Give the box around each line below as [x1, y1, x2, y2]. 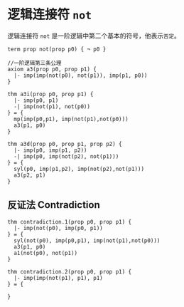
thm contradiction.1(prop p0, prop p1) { [7, 218, 132, 225]
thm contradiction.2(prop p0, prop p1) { [7, 268, 132, 275]
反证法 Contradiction [7, 199, 101, 211]
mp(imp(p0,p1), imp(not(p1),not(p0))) [13, 115, 129, 123]
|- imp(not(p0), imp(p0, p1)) [13, 224, 103, 231]
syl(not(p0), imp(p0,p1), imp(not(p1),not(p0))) [13, 236, 161, 244]
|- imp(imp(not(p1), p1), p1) [13, 274, 103, 281]
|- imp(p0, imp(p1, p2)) [13, 147, 87, 154]
